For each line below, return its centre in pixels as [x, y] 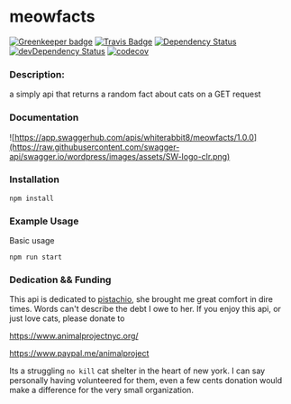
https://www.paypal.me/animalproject [79, 353]
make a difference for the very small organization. [101, 390]
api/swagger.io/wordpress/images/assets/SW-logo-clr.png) [120, 156]
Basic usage [32, 241]
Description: [37, 74]
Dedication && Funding [60, 280]
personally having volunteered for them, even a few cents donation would [146, 381]
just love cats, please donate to [67, 318]
